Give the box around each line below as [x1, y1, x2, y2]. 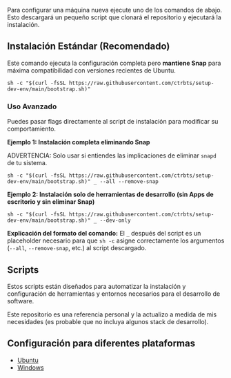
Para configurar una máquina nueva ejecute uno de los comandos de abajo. [7, 6, 223, 14]
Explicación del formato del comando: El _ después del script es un [7, 229, 201, 238]
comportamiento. [7, 124, 57, 133]
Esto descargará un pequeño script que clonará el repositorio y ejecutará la [7, 13, 222, 21]
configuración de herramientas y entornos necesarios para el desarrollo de [7, 290, 221, 298]
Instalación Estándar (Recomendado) [7, 41, 170, 53]
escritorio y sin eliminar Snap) [7, 198, 95, 206]
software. [7, 296, 34, 305]
